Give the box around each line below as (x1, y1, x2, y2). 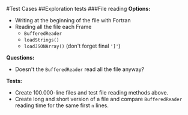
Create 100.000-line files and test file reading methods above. (14, 89, 169, 96)
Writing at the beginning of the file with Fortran (14, 17, 131, 23)
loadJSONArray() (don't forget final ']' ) (23, 42, 121, 49)
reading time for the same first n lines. (14, 102, 109, 109)
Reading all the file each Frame (14, 23, 92, 30)
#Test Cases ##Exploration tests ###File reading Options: (6, 5, 151, 12)
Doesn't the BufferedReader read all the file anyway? (14, 66, 145, 73)
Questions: (6, 54, 35, 61)
